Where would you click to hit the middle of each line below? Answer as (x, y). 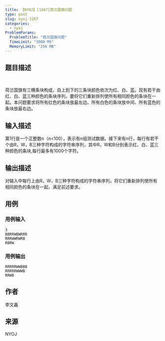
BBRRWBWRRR (16, 234)
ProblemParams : (21, 33)
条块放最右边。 (20, 109)
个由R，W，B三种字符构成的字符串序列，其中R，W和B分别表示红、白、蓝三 (82, 145)
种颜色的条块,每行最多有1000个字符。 (43, 151)
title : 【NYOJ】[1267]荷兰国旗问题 (39, 10)
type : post (16, 14)
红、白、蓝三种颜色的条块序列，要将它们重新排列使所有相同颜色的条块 (76, 96)
